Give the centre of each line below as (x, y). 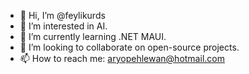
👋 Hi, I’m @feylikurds (62, 15)
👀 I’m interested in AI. (63, 26)
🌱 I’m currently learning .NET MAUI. (93, 36)
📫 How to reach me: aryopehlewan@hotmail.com (122, 58)
